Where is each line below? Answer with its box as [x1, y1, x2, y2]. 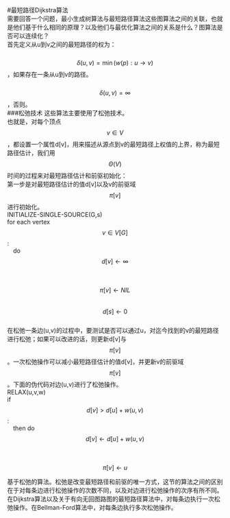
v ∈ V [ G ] [102, 228, 128, 237]
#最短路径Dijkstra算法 [7, 6, 68, 14]
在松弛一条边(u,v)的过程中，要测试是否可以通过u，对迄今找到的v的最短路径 [7, 327, 219, 334]
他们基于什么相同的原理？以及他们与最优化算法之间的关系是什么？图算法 [12, 23, 217, 31]
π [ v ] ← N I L [99, 286, 131, 294]
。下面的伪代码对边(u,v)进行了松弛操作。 [7, 380, 123, 388]
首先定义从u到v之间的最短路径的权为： [7, 40, 116, 48]
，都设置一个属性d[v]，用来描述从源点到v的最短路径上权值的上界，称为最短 [7, 140, 220, 148]
